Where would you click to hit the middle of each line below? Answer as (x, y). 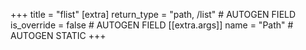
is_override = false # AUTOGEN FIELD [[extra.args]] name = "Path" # (152, 25)
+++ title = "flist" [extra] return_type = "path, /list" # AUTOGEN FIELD (153, 14)
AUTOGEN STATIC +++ (58, 35)
